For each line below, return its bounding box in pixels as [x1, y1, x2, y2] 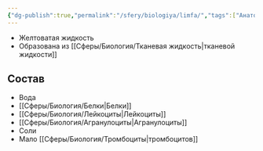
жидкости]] [18, 49, 57, 59]
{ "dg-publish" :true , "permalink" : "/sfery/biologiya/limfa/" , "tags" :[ [7, 11, 236, 20]
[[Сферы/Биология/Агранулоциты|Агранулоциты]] [18, 118, 188, 128]
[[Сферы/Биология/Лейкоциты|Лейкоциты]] [18, 110, 166, 119]
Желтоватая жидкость [18, 33, 95, 42]
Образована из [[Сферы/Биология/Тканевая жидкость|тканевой [18, 41, 236, 51]
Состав [7, 72, 45, 86]
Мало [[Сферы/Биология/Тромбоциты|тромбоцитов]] [18, 135, 199, 144]
